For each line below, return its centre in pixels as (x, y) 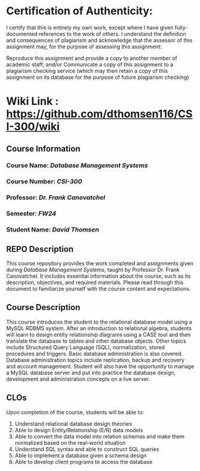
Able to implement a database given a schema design (81, 455)
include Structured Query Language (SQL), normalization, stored (86, 347)
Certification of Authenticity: (80, 11)
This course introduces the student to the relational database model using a (99, 322)
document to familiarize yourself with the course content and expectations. (99, 288)
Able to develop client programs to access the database (84, 461)
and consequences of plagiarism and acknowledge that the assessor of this (99, 40)
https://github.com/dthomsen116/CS (99, 114)
